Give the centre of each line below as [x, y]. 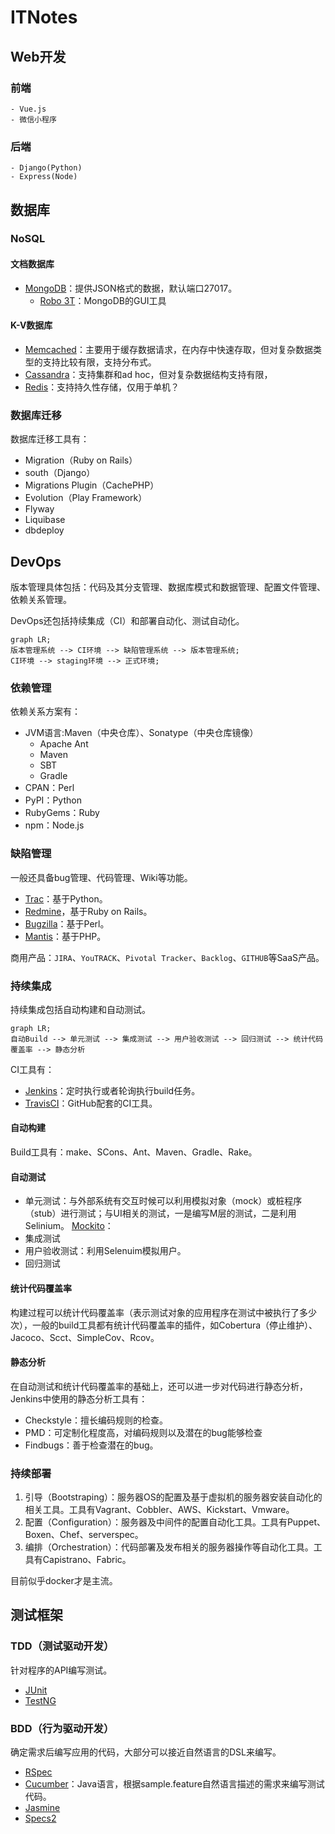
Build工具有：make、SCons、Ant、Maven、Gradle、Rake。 [134, 1152]
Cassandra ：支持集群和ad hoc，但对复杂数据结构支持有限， [148, 374]
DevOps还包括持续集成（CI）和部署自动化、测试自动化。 [127, 620]
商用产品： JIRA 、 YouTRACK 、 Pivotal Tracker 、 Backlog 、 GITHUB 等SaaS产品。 [167, 957]
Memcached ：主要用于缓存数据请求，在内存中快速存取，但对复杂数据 [168, 349]
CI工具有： [32, 1069]
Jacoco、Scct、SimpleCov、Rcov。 [85, 1337]
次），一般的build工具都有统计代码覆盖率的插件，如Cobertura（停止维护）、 [164, 1325]
